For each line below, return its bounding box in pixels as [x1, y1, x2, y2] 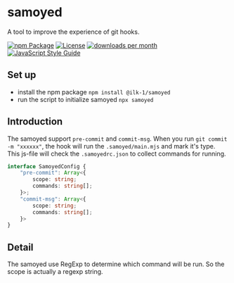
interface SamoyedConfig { [7, 163, 86, 170]
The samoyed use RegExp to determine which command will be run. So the [7, 260, 225, 268]
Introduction [7, 115, 63, 127]
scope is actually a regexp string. [7, 268, 103, 276]
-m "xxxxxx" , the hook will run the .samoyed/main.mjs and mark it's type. [7, 141, 216, 150]
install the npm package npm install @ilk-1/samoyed [17, 87, 171, 96]
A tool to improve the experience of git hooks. [7, 27, 140, 36]
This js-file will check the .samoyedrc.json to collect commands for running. [7, 149, 226, 158]
